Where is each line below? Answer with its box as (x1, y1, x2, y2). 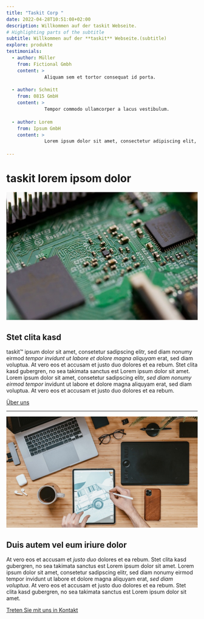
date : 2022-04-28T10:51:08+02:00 (6, 16, 91, 23)
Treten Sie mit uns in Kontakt (6, 606, 78, 614)
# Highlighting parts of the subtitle (6, 29, 104, 35)
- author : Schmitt (12, 87, 59, 93)
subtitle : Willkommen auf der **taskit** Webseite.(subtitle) (6, 35, 167, 42)
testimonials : (6, 49, 42, 55)
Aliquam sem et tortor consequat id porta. (44, 74, 156, 80)
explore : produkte (6, 42, 53, 48)
